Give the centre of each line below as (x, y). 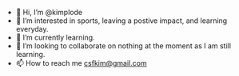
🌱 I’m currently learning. (55, 37)
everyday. (32, 29)
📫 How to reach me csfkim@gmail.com (81, 63)
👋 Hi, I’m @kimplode (49, 12)
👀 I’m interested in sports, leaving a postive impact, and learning (121, 21)
